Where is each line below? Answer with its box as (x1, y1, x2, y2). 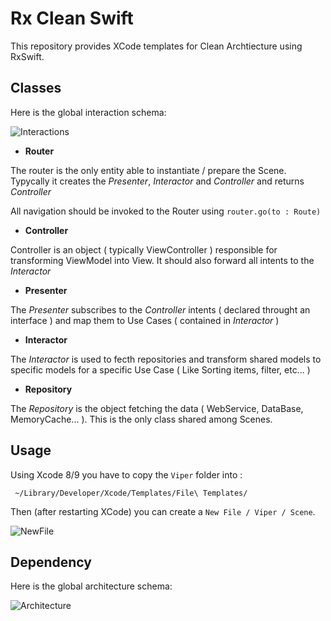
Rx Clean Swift (10, 7, 134, 30)
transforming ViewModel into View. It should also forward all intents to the (10, 254, 315, 266)
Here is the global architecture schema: (10, 580, 173, 592)
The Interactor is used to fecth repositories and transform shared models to (10, 353, 322, 365)
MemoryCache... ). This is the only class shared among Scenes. (10, 413, 273, 425)
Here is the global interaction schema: (10, 106, 167, 118)
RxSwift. (10, 50, 45, 62)
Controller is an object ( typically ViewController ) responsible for (10, 243, 278, 256)
